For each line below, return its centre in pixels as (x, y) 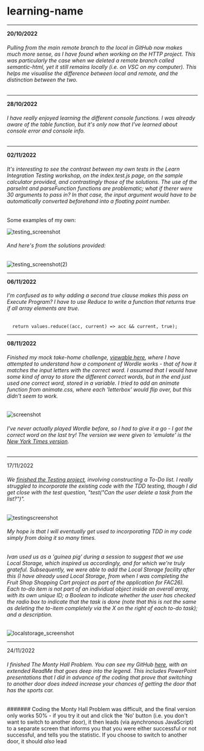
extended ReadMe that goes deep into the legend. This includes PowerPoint (102, 671)
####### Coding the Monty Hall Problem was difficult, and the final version (101, 709)
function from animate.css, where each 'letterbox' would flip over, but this (99, 389)
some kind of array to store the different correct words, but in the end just (99, 376)
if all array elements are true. (43, 308)
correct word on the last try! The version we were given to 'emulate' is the (99, 435)
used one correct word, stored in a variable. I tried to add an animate (93, 383)
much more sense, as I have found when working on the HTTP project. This (101, 54)
